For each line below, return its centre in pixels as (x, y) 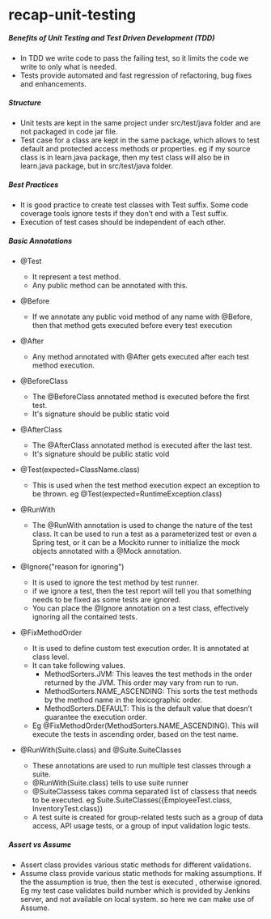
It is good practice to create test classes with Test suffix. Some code (134, 205)
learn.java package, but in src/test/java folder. (97, 166)
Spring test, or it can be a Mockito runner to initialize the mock (136, 542)
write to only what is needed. (68, 67)
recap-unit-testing (72, 15)
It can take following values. (78, 666)
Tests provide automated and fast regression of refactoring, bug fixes (136, 75)
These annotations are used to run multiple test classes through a (142, 766)
